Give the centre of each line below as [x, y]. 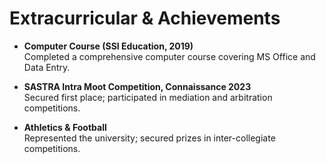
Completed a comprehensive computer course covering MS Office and [169, 56]
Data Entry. [47, 67]
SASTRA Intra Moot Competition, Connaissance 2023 [137, 86]
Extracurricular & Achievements [145, 18]
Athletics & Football [65, 127]
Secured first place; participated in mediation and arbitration [148, 97]
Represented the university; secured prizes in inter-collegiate [149, 138]
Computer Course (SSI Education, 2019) [108, 46]
